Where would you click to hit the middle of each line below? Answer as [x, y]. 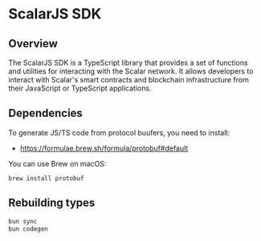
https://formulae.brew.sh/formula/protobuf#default [104, 148]
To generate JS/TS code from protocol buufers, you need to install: [119, 132]
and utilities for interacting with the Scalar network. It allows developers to [131, 71]
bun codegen [28, 229]
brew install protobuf [46, 178]
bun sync [23, 221]
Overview [33, 44]
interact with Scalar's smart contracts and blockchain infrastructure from [128, 80]
